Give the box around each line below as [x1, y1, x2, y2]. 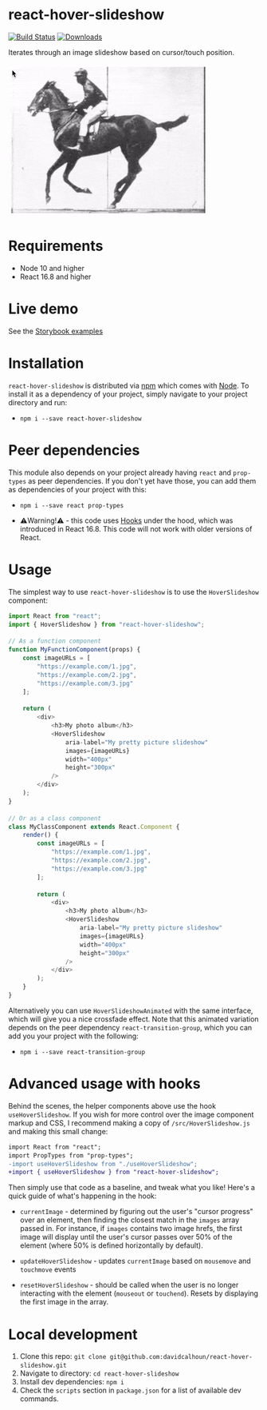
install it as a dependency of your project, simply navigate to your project [8, 389, 248, 399]
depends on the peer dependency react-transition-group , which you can [8, 1022, 253, 1032]
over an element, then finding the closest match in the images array [19, 1215, 240, 1225]
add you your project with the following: [8, 1031, 139, 1041]
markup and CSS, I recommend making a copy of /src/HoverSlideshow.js [8, 1117, 250, 1128]
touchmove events [19, 1265, 77, 1274]
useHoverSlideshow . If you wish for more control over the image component [8, 1109, 254, 1119]
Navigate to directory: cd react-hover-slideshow [19, 1368, 179, 1378]
